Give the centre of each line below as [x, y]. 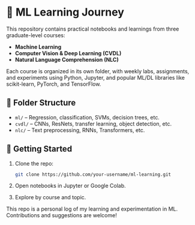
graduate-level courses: [36, 35]
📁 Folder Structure [41, 103]
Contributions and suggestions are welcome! [61, 215]
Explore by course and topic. [50, 197]
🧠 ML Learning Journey [65, 12]
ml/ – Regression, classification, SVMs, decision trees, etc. [87, 117]
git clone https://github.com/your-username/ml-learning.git [93, 174]
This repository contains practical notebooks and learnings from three [93, 29]
